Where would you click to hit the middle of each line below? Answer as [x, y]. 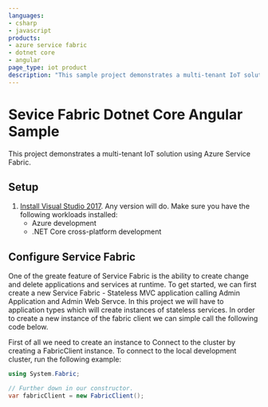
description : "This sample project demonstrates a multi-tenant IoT [124, 75]
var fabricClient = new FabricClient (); [77, 396]
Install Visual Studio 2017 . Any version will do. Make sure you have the [134, 206]
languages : [26, 16]
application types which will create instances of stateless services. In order [132, 310]
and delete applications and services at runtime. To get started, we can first [132, 285]
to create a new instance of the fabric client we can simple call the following [133, 318]
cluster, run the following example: [65, 359]
